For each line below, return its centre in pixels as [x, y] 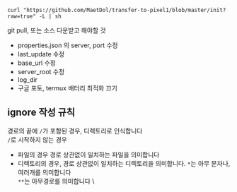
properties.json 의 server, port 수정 [68, 45]
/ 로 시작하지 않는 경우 [37, 139]
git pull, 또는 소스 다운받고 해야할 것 [57, 30]
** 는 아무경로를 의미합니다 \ [56, 181]
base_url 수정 [37, 63]
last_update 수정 [41, 54]
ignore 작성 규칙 [41, 113]
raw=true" [22, 16]
